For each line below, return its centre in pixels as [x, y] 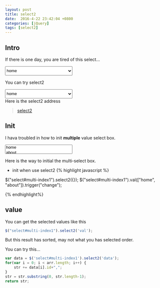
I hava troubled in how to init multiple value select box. [60, 138]
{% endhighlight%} [24, 194]
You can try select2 [25, 82]
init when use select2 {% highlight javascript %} [60, 170]
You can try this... [23, 249]
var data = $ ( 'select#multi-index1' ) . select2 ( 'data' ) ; [62, 258]
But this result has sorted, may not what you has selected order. [69, 240]
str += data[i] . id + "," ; [38, 267]
